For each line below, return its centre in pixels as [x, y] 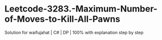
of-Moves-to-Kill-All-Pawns [62, 19]
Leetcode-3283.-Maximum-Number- [81, 9]
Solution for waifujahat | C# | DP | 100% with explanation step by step [74, 32]
